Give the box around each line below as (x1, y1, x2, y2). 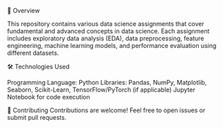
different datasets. (7, 49, 59, 57)
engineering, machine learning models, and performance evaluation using (7, 42, 217, 49)
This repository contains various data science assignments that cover (7, 20, 204, 27)
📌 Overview (7, 7, 40, 14)
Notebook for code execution (7, 93, 91, 101)
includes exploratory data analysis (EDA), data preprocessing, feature (7, 34, 204, 42)
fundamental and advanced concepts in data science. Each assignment (7, 27, 210, 35)
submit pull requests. (7, 114, 67, 121)
